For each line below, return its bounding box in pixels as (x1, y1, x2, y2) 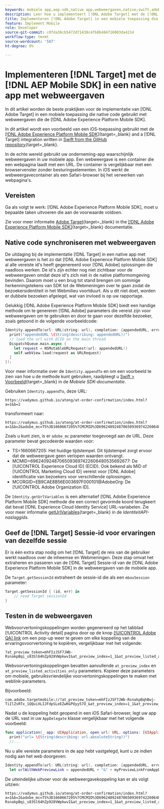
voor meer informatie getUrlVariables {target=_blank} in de (5, 509, 122, 515)
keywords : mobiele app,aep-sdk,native (5, 7, 84, 12)
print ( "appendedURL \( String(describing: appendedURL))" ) (9, 332, 130, 337)
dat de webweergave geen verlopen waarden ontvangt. (12, 453, 124, 459)
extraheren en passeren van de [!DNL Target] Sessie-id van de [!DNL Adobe (5, 560, 159, 565)
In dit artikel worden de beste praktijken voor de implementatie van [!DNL (5, 106, 152, 112)
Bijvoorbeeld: (5, 688, 32, 694)
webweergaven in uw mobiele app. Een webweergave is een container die (5, 156, 154, 162)
